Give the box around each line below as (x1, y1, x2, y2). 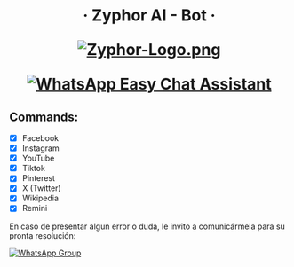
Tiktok (21, 163, 46, 174)
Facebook (21, 133, 60, 143)
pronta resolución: (9, 230, 76, 240)
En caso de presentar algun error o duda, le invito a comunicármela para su (9, 221, 286, 232)
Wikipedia (21, 192, 60, 204)
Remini (21, 203, 48, 214)
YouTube (21, 153, 55, 164)
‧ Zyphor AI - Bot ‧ (83, 5, 216, 26)
